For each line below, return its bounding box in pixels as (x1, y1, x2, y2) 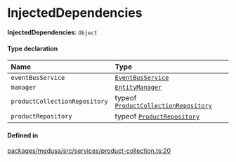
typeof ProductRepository (114, 112, 200, 121)
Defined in (7, 131, 39, 140)
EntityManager (114, 83, 162, 92)
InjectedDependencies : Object (7, 28, 98, 36)
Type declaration (7, 44, 58, 53)
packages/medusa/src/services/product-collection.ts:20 (7, 147, 171, 155)
